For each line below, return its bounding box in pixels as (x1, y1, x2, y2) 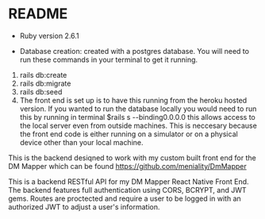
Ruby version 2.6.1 (19, 31, 79, 40)
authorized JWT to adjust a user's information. (8, 202, 160, 211)
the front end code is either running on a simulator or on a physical (19, 129, 238, 139)
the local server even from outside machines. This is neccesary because (19, 121, 258, 130)
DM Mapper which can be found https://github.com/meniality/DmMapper (8, 161, 248, 171)
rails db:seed (19, 86, 63, 96)
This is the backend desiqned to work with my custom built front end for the (8, 152, 256, 163)
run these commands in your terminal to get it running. (19, 55, 198, 64)
